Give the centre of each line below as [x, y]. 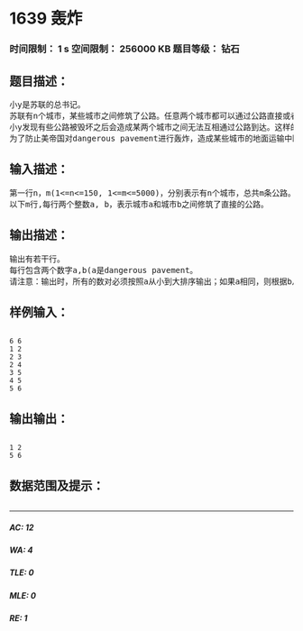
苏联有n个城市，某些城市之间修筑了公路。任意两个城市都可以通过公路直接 [146, 115]
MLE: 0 [23, 595]
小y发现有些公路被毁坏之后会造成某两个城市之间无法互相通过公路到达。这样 [150, 127]
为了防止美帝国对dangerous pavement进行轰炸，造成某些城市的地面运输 [147, 138]
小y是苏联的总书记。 [47, 104]
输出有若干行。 [37, 259]
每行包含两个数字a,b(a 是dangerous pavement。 [104, 270]
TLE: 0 [22, 572]
